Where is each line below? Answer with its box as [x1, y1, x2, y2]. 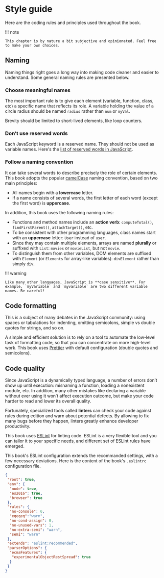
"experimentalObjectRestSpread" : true [11, 555, 91, 560]
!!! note [5, 29, 20, 35]
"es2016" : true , [9, 491, 43, 496]
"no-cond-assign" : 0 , [9, 518, 54, 523]
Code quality [5, 364, 45, 373]
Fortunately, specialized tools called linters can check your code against [5, 408, 152, 414]
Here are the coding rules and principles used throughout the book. [5, 20, 141, 25]
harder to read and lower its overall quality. [5, 398, 92, 404]
